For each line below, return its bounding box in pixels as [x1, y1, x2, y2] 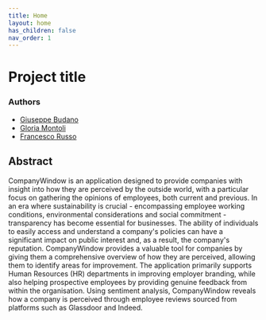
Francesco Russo [19, 131, 77, 141]
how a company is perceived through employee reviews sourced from [8, 294, 237, 303]
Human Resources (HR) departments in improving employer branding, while [8, 268, 256, 279]
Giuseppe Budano [19, 115, 79, 124]
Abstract [8, 154, 53, 168]
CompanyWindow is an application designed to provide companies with [8, 176, 243, 185]
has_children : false [8, 26, 77, 34]
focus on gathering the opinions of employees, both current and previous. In [8, 193, 258, 202]
